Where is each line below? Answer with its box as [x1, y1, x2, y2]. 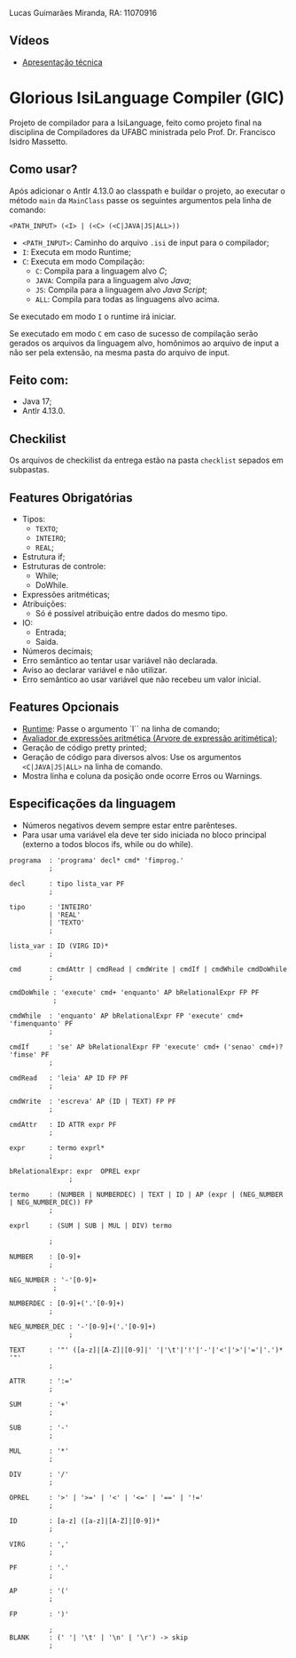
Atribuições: [21, 599, 66, 609]
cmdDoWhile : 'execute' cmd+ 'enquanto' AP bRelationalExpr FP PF [9, 988, 260, 997]
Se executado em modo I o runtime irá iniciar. [9, 311, 176, 321]
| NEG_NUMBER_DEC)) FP [9, 1198, 93, 1207]
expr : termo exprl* [9, 1143, 105, 1153]
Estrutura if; [21, 551, 66, 562]
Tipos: [21, 514, 46, 524]
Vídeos [9, 33, 50, 48]
